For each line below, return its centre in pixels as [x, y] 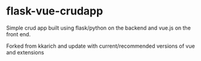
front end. [19, 34]
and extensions [25, 52]
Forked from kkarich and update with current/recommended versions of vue [101, 46]
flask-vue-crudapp [55, 11]
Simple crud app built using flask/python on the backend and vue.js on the [99, 28]
